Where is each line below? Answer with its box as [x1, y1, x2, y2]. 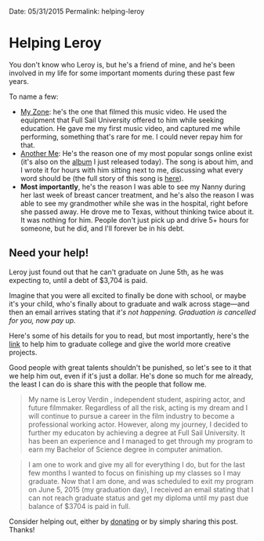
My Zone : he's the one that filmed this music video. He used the [20, 107, 227, 116]
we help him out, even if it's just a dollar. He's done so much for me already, [9, 371, 254, 380]
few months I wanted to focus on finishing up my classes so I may [27, 468, 241, 477]
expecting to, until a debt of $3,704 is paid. [9, 275, 148, 285]
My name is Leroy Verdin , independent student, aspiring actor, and [27, 394, 246, 404]
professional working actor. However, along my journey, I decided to [27, 419, 248, 429]
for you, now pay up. [9, 315, 77, 325]
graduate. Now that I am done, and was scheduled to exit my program [27, 476, 254, 485]
